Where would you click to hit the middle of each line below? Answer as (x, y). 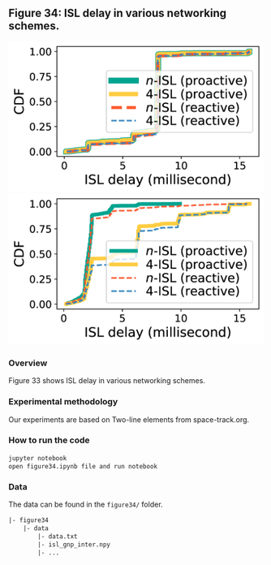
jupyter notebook (38, 458)
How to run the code (49, 440)
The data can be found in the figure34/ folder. (86, 505)
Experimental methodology (63, 402)
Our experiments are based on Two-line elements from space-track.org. (129, 419)
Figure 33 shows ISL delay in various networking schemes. (107, 381)
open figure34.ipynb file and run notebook (83, 466)
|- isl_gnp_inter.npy (74, 545)
